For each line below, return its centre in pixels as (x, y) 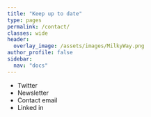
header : (18, 40)
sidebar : (20, 59)
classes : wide (28, 33)
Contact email (37, 100)
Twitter (27, 85)
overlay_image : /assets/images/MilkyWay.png (79, 46)
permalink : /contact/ (39, 26)
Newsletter (33, 93)
